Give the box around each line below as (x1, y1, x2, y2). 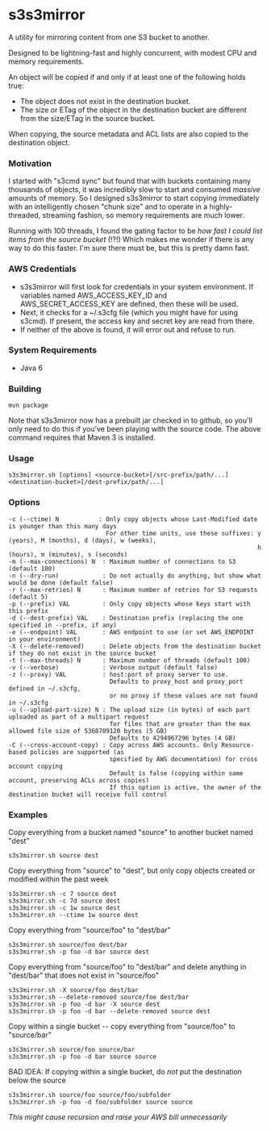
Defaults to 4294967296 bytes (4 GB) (109, 734, 236, 742)
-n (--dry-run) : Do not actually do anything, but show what (8, 571, 262, 580)
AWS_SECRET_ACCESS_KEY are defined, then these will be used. (19, 298, 239, 308)
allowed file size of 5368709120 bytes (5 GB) (8, 727, 168, 735)
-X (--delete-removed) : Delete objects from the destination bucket (8, 642, 262, 650)
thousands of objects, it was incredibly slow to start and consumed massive (8, 185, 261, 194)
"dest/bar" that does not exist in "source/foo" (8, 970, 160, 981)
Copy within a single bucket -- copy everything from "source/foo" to (8, 1022, 236, 1032)
